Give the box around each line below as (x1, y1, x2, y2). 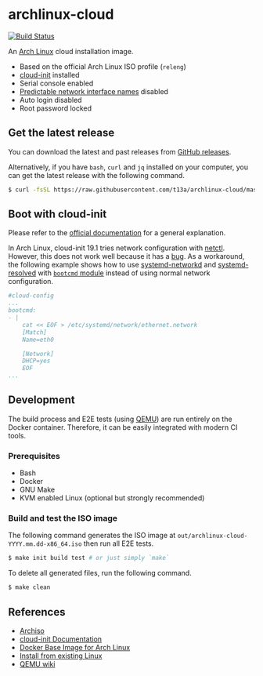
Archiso (19, 626, 45, 636)
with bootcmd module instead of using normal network (38, 268, 211, 278)
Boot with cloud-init (8, 208, 107, 221)
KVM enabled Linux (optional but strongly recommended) (19, 493, 205, 503)
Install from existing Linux (19, 651, 103, 660)
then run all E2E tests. (83, 539, 154, 548)
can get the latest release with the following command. (8, 170, 186, 180)
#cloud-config (8, 292, 55, 300)
